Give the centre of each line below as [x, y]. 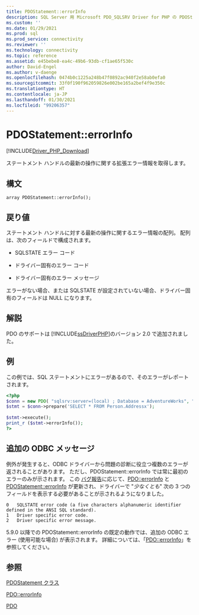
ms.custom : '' [24, 23]
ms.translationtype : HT [36, 89]
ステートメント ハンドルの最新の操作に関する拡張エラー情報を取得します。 [97, 163]
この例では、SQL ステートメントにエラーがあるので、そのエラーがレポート [97, 377]
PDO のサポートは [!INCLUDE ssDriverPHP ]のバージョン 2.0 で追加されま [95, 334]
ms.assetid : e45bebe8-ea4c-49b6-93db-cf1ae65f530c [70, 61]
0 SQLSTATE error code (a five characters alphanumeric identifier [94, 505]
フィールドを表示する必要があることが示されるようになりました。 [86, 494]
